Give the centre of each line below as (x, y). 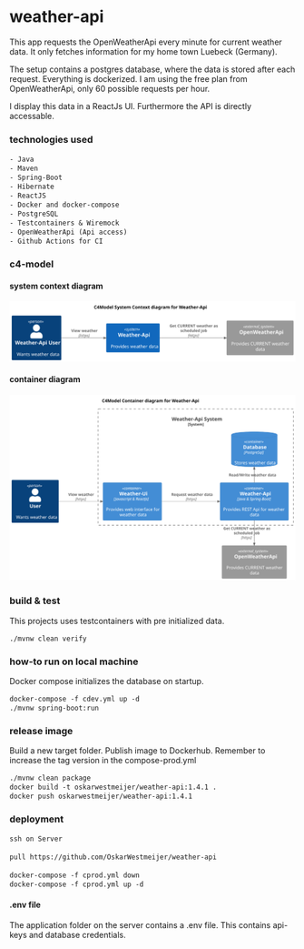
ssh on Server (36, 839)
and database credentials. (77, 934)
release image (41, 731)
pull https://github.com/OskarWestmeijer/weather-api (113, 857)
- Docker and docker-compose (64, 205)
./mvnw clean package (50, 778)
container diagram (45, 379)
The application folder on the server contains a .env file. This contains (140, 924)
